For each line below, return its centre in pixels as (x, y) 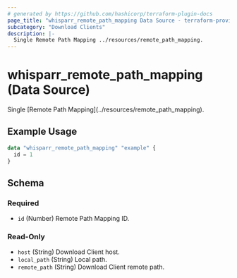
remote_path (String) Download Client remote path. (91, 267)
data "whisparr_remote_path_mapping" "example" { (82, 148)
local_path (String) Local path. (62, 260)
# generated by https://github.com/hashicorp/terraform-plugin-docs (110, 14)
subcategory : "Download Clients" (56, 27)
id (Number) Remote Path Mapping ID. (73, 219)
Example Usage (42, 132)
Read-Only (26, 237)
